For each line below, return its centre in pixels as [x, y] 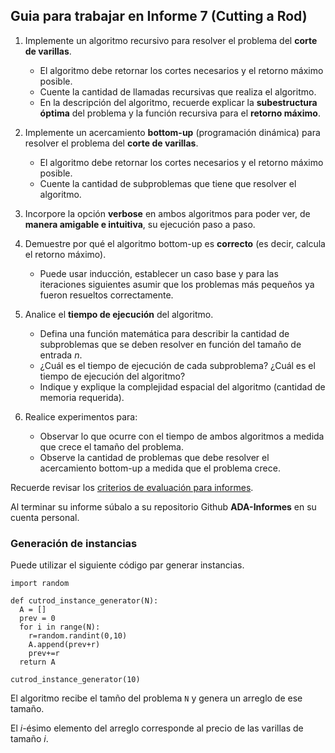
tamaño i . [29, 739]
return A [37, 662]
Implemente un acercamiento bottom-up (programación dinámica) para [172, 132]
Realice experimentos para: [81, 416]
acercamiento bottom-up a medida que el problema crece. [160, 468]
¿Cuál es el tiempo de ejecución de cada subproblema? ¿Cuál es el [177, 365]
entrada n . [61, 355]
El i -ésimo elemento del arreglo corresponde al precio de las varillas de [157, 728]
